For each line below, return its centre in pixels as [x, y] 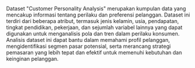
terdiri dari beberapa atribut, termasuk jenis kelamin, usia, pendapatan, [92, 21]
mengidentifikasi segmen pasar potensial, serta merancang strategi [88, 46]
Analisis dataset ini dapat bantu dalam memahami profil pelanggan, [88, 40]
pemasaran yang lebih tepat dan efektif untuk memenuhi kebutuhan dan [94, 52]
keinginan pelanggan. [33, 59]
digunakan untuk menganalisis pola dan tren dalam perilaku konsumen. [93, 34]
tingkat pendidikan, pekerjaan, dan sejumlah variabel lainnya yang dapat [94, 27]
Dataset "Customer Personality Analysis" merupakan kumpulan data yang [96, 9]
